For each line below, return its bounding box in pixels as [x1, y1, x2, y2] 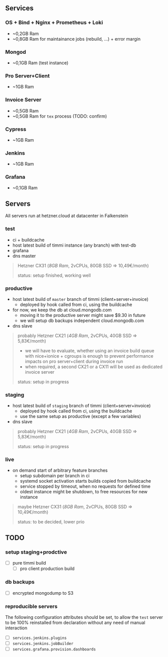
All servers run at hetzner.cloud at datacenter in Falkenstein [5, 213, 128, 219]
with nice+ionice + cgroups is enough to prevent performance [25, 353, 154, 359]
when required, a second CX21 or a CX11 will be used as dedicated [25, 364, 163, 370]
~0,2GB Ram [12, 30, 39, 37]
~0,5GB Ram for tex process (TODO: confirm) [12, 113, 107, 119]
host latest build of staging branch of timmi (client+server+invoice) [12, 403, 151, 409]
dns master [12, 253, 36, 259]
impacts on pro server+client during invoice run [25, 358, 123, 364]
